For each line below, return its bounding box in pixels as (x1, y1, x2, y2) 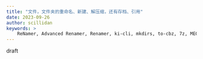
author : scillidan (6, 20, 53, 26)
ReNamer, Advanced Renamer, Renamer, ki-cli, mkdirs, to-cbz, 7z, (17, 31, 188, 37)
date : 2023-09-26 (6, 14, 50, 20)
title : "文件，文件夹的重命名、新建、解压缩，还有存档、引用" (6, 8, 143, 15)
